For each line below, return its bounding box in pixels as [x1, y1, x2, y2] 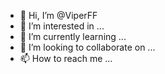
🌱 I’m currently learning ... [19, 31, 127, 42]
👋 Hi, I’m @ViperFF [19, 10, 98, 21]
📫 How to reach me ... [19, 53, 113, 64]
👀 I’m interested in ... [19, 20, 105, 32]
